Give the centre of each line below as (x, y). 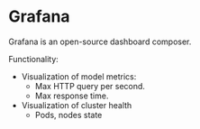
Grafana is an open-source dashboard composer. (100, 41)
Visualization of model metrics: (79, 76)
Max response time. (72, 96)
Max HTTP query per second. (90, 86)
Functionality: (34, 59)
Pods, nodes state (68, 115)
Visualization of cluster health (77, 105)
